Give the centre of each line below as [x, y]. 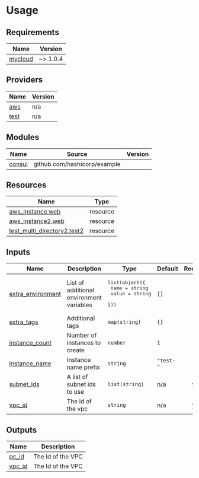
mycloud [21, 59]
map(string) [124, 322]
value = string [131, 294]
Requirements [33, 32]
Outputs [22, 430]
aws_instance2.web [37, 221]
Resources [26, 185]
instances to [84, 343]
